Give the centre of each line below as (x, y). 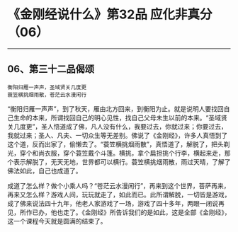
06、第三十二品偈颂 (51, 69)
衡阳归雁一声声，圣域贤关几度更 (47, 87)
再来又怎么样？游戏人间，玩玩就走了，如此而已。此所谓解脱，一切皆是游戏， (119, 195)
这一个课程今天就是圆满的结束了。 (57, 221)
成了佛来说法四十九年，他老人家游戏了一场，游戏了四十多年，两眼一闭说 (113, 203)
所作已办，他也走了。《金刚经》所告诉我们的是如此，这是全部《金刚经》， (125, 212)
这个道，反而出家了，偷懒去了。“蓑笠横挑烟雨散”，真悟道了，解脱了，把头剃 (119, 144)
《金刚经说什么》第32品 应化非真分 (110, 14)
